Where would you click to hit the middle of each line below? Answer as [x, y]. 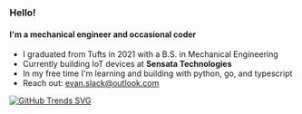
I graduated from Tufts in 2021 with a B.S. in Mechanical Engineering [150, 54]
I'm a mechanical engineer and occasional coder [103, 34]
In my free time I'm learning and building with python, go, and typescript [157, 73]
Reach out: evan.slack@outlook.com [91, 83]
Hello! [23, 13]
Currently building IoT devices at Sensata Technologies [127, 64]
